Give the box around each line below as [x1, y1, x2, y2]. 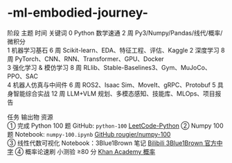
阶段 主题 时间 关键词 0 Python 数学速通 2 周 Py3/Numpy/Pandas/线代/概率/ [7, 28, 223, 37]
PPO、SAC [7, 71, 38, 80]
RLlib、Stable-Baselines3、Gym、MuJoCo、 [82, 63, 211, 71]
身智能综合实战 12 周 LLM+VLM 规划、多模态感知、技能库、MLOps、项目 [7, 89, 216, 98]
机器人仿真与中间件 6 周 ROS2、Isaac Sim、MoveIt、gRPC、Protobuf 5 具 [12, 80, 224, 89]
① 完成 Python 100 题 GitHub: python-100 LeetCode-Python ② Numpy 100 [7, 121, 224, 130]
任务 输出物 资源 [7, 112, 53, 121]
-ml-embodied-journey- [7, 5, 149, 21]
